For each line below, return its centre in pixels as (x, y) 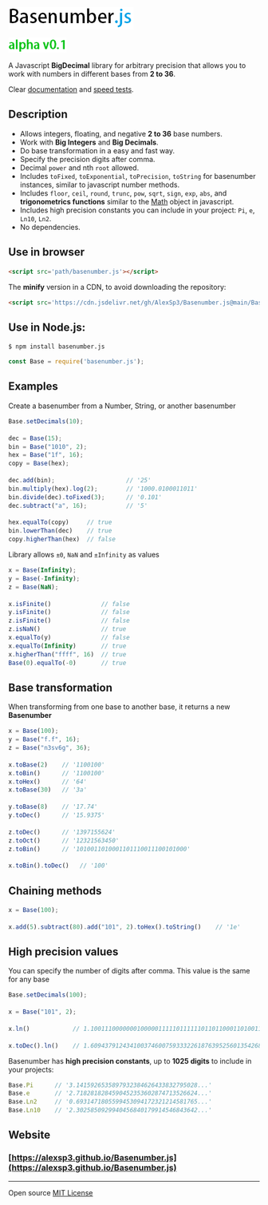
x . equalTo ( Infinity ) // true (67, 646)
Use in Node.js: (47, 327)
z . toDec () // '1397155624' (62, 832)
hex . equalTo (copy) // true (60, 522)
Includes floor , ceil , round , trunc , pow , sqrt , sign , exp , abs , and (123, 193)
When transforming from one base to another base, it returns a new (119, 707)
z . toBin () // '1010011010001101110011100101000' (100, 849)
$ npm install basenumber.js (57, 347)
